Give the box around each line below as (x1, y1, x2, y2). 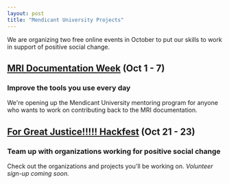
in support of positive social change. (7, 43, 110, 51)
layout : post (7, 10, 45, 17)
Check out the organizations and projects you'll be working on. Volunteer (7, 162, 214, 170)
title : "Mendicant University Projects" (7, 16, 125, 23)
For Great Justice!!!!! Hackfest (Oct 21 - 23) (7, 126, 195, 137)
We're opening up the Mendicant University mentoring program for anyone (7, 99, 218, 107)
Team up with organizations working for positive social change (7, 146, 221, 156)
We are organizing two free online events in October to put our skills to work (7, 35, 223, 43)
